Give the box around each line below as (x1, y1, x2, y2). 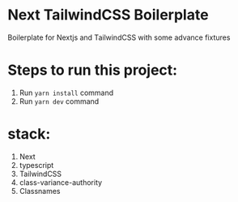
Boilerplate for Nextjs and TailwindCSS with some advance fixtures (7, 32, 231, 42)
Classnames (19, 186, 62, 196)
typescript (19, 160, 54, 170)
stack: (7, 125, 51, 144)
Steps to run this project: (7, 61, 178, 80)
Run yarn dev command (19, 96, 100, 106)
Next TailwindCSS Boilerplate (7, 6, 209, 24)
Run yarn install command (19, 88, 114, 97)
